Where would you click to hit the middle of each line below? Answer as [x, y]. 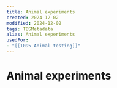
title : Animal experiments [41, 12]
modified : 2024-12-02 [34, 23]
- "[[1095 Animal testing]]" [43, 46]
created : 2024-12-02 [33, 18]
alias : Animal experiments [41, 35]
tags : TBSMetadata [30, 29]
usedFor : [17, 40]
